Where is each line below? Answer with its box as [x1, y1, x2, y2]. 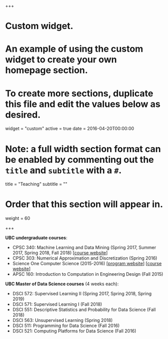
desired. [5, 109, 41, 121]
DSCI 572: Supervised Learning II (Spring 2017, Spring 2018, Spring [12, 291, 152, 297]
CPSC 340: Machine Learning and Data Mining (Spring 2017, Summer [12, 245, 156, 251]
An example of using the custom [5, 43, 143, 55]
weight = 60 [5, 215, 30, 221]
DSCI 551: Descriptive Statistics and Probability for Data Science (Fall [12, 307, 156, 313]
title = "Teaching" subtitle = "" [5, 181, 68, 187]
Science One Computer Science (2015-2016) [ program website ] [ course [12, 261, 162, 267]
